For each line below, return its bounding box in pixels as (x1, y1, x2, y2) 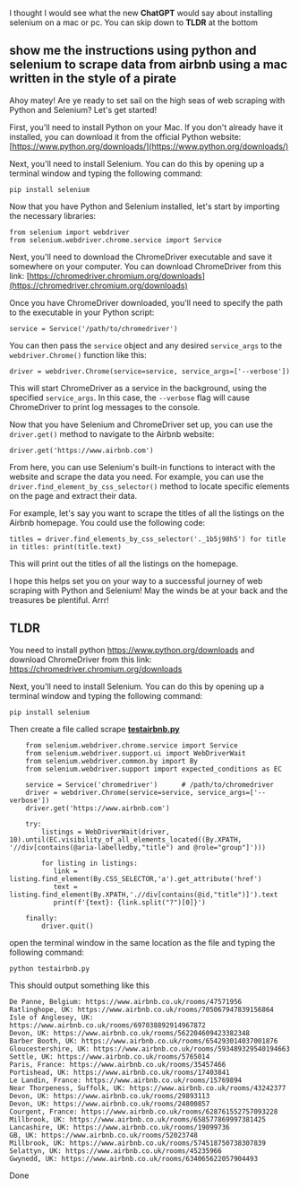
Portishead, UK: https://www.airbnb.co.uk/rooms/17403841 (9, 1068, 230, 1077)
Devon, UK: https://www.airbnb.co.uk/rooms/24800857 (9, 1099, 210, 1108)
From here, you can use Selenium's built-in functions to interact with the (9, 461, 276, 472)
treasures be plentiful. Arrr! (9, 594, 109, 605)
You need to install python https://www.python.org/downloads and (9, 644, 255, 655)
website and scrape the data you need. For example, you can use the (9, 471, 264, 482)
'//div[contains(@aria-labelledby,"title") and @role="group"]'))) (9, 843, 267, 852)
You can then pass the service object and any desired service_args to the (9, 340, 283, 351)
